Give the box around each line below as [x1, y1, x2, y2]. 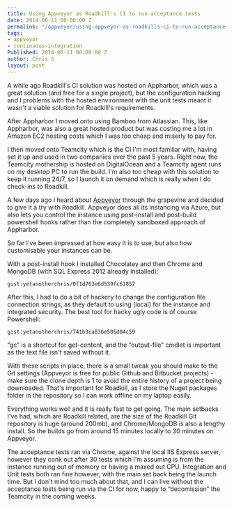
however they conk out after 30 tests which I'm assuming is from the [7, 455, 204, 463]
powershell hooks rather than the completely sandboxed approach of [7, 217, 205, 226]
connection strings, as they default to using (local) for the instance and [7, 300, 211, 309]
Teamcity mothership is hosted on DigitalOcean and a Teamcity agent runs [7, 159, 221, 168]
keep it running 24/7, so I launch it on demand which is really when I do [7, 175, 211, 183]
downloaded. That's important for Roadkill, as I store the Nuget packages [7, 384, 217, 392]
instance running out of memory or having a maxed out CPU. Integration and [7, 462, 226, 471]
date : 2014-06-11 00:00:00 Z [7, 17, 92, 24]
